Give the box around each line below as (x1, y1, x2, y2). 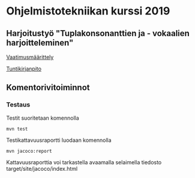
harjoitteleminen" (6, 37, 74, 48)
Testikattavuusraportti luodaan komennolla (6, 137, 112, 144)
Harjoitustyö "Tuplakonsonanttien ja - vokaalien (6, 28, 190, 38)
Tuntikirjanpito (6, 65, 42, 72)
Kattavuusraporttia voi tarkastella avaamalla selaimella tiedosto (6, 158, 162, 166)
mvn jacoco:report (6, 148, 52, 154)
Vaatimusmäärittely (6, 54, 54, 61)
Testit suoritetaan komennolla (6, 114, 79, 121)
